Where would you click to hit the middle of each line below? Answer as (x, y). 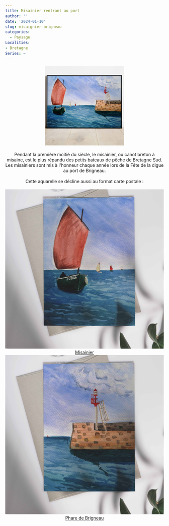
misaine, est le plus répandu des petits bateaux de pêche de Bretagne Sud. (84, 160)
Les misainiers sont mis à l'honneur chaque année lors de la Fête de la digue (84, 165)
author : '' (17, 16)
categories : (18, 32)
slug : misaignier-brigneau (33, 27)
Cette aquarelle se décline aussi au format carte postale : (84, 181)
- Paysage (20, 37)
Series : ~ (16, 53)
